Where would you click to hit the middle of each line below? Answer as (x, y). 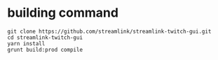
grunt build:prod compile (45, 50)
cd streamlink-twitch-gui (45, 37)
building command (63, 13)
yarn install (26, 43)
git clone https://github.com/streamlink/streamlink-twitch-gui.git (109, 31)
